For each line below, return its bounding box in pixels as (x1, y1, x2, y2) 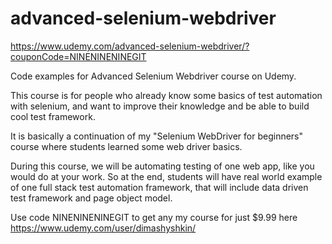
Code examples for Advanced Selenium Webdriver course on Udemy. (10, 70, 297, 82)
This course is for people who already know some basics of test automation (10, 89, 323, 101)
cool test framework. (10, 110, 96, 122)
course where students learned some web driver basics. (10, 140, 243, 152)
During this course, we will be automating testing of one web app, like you (10, 160, 315, 172)
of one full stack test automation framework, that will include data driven (10, 181, 309, 193)
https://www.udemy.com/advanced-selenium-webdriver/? (10, 40, 250, 52)
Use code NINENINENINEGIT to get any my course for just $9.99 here (10, 211, 298, 223)
